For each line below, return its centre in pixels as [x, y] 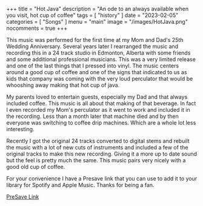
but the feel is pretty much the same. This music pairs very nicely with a [96, 160]
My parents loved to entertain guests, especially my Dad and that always [97, 97]
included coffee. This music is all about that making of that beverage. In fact [101, 103]
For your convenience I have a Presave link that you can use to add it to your [102, 178]
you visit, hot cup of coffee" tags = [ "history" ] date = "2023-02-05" [92, 15]
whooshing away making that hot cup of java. [63, 85]
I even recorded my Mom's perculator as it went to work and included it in [98, 110]
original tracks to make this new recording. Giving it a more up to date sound [102, 154]
